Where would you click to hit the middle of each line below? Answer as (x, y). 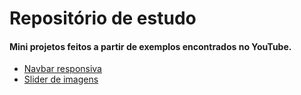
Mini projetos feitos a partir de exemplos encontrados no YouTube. (150, 46)
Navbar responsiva (62, 69)
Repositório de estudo (103, 18)
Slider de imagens (61, 79)
